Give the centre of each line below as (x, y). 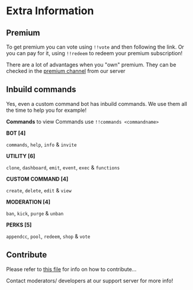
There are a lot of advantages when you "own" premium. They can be (91, 65)
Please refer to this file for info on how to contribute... (71, 269)
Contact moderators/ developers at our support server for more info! (90, 281)
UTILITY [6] (21, 156)
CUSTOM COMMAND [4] (37, 179)
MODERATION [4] (28, 202)
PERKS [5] (19, 225)
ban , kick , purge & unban (35, 213)
